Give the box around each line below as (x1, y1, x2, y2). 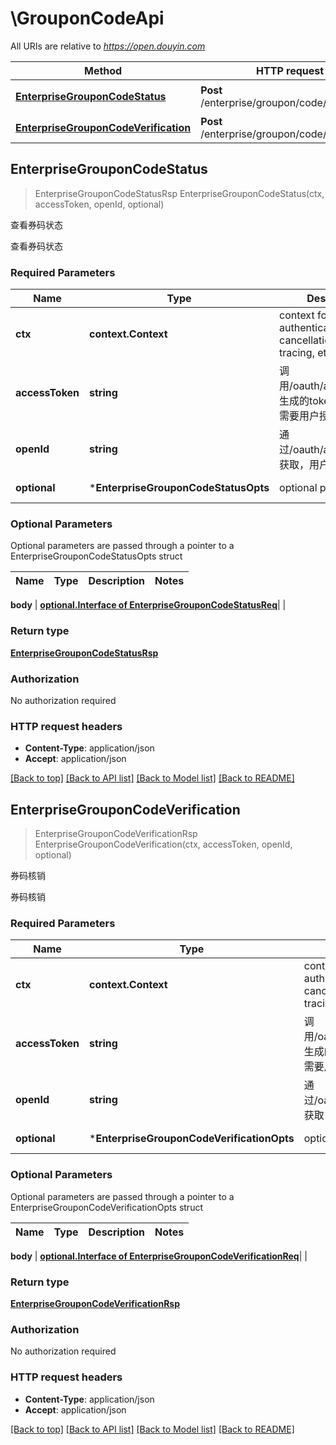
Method (83, 63, 123, 77)
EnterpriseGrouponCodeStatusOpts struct (10, 550, 183, 562)
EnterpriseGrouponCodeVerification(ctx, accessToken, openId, (34, 838, 293, 851)
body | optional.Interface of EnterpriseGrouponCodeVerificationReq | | (10, 1250, 308, 1262)
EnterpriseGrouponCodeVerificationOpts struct (10, 1201, 203, 1213)
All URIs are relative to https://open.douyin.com (10, 40, 206, 52)
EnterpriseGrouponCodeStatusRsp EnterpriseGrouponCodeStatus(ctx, (34, 187, 325, 199)
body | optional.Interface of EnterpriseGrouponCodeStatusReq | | (10, 599, 287, 611)
